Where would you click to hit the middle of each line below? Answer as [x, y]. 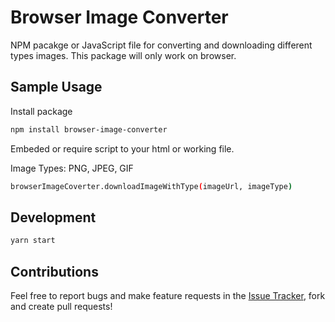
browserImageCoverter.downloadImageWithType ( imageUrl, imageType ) [151, 186]
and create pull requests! [61, 306]
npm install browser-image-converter [89, 129]
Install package [41, 111]
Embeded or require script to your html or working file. [122, 148]
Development [53, 217]
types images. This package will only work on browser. [123, 55]
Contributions [54, 271]
